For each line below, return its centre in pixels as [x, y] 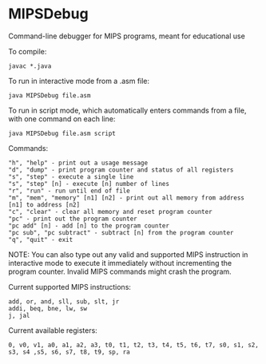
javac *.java [30, 66]
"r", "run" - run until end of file [69, 191]
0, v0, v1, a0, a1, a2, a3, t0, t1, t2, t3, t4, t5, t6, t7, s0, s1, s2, [134, 345]
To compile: [28, 51]
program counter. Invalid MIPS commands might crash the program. [120, 271]
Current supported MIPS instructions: [70, 287]
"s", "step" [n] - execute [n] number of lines [89, 184]
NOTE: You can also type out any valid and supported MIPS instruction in [128, 254]
